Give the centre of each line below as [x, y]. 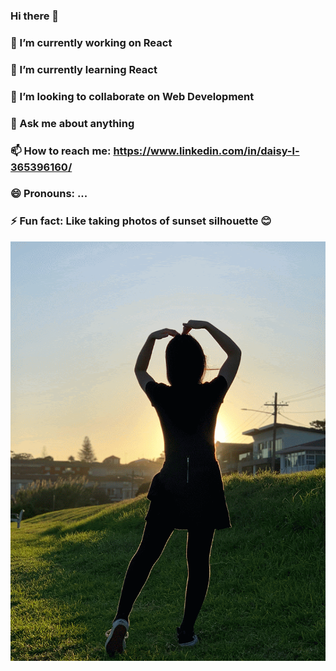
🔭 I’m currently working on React [91, 42]
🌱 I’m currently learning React [84, 69]
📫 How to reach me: [61, 151]
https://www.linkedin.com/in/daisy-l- [206, 151]
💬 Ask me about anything [72, 123]
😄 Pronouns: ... [49, 194]
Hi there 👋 [35, 16]
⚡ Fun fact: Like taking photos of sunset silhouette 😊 [141, 221]
